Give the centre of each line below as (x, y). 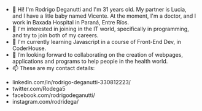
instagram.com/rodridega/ (45, 102)
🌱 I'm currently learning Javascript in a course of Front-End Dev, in (96, 42)
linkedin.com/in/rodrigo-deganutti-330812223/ (71, 82)
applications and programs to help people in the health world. (90, 61)
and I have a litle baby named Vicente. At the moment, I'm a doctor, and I (104, 16)
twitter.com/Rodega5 (39, 89)
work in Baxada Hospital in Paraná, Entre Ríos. (71, 22)
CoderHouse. (29, 48)
